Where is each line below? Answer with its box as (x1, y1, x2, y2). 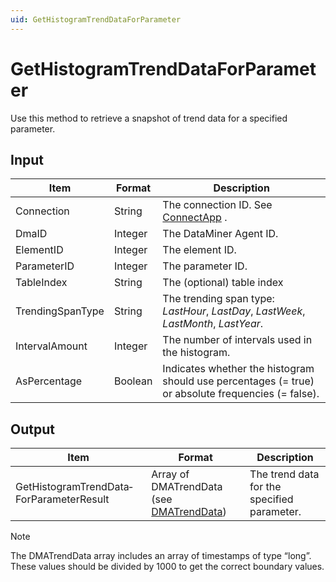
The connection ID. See (162, 198, 273, 212)
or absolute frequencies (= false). (162, 387, 320, 401)
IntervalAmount (15, 339, 88, 353)
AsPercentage (15, 374, 83, 388)
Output (10, 421, 55, 438)
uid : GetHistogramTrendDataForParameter (10, 14, 182, 25)
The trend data (249, 467, 320, 481)
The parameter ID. (162, 259, 248, 273)
